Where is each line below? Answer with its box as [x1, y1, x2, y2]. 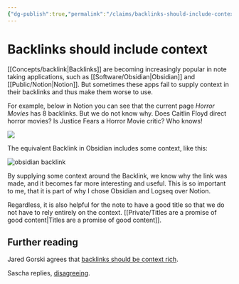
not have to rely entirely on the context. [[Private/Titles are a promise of [7, 208, 217, 216]
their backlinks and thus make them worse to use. [7, 87, 153, 96]
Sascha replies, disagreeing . [7, 269, 90, 278]
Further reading [7, 236, 78, 248]
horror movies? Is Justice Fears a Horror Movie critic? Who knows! [7, 116, 203, 125]
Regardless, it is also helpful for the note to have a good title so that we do [7, 201, 225, 209]
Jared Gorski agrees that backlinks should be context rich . [7, 255, 179, 264]
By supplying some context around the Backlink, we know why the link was [7, 171, 228, 180]
